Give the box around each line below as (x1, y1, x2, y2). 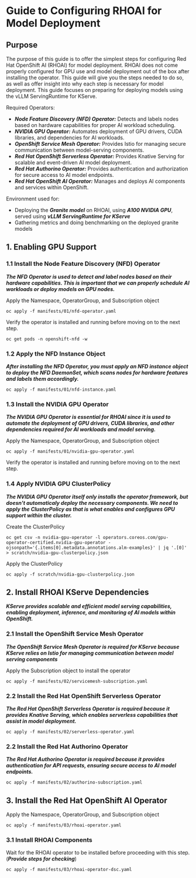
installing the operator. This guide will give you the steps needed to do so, (6, 74, 184, 81)
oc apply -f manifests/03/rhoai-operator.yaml (6, 822, 122, 828)
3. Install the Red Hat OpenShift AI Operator (6, 795, 168, 805)
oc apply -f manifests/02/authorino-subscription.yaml (6, 780, 143, 785)
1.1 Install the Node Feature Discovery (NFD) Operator (6, 259, 160, 268)
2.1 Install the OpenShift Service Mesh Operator (6, 630, 144, 638)
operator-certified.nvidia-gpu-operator (6, 539, 106, 545)
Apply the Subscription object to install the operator (6, 667, 130, 674)
